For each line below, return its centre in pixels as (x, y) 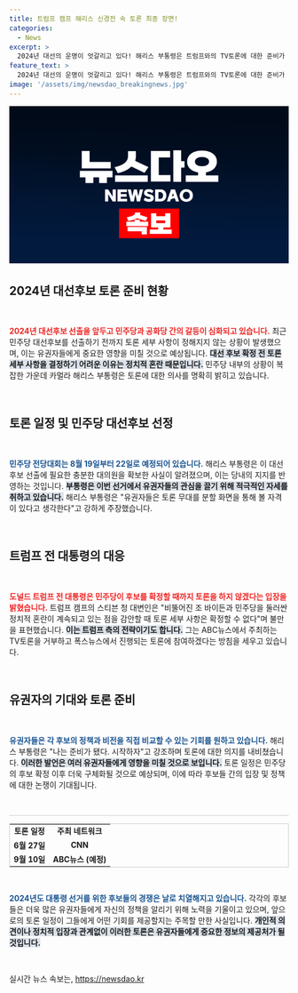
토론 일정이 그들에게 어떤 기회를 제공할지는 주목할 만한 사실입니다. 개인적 (151, 921)
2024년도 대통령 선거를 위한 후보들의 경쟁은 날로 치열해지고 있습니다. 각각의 (140, 899)
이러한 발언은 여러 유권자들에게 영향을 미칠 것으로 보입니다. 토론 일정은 (141, 762)
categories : (31, 28)
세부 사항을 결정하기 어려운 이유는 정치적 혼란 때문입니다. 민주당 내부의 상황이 (142, 364)
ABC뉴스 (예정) (79, 859)
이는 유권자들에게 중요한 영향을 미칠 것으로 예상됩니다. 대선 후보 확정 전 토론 (151, 353)
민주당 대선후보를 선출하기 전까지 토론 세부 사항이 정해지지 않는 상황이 (130, 342)
